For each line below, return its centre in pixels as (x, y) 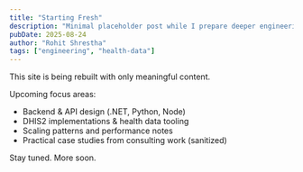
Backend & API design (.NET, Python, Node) (104, 112)
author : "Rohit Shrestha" (58, 43)
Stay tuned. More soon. (53, 158)
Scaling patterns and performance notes (97, 131)
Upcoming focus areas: (53, 95)
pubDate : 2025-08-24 (48, 34)
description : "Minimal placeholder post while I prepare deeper (133, 26)
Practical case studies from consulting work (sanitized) (124, 140)
